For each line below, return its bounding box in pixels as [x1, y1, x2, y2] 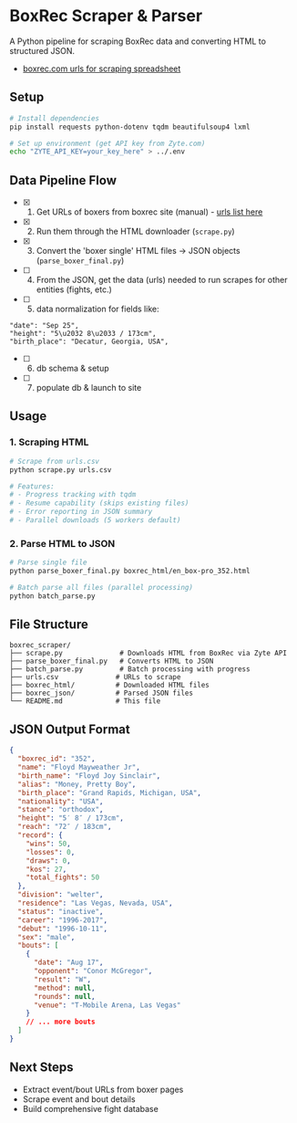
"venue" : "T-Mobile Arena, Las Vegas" [33, 1001, 181, 1010]
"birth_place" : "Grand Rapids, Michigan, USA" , [17, 788, 202, 797]
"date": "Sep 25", [9, 321, 79, 331]
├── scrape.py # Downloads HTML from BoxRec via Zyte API [9, 649, 287, 658]
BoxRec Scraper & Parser [9, 5, 203, 26]
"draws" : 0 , [26, 855, 71, 866]
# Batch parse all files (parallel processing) [9, 582, 194, 592]
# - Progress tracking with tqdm [9, 490, 137, 499]
